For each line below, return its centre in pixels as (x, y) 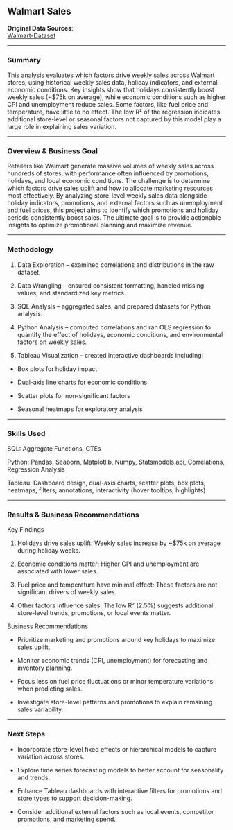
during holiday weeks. (49, 551)
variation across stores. (51, 756)
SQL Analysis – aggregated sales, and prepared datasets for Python (114, 306)
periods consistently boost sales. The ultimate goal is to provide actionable (114, 218)
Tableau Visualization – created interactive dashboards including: (110, 355)
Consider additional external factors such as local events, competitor (115, 811)
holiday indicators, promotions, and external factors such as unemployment (115, 203)
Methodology (31, 250)
